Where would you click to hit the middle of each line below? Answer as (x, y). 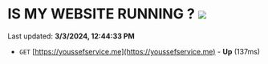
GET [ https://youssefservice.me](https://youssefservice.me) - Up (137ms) (140, 51)
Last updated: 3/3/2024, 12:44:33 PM (71, 36)
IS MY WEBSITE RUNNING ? (102, 14)
